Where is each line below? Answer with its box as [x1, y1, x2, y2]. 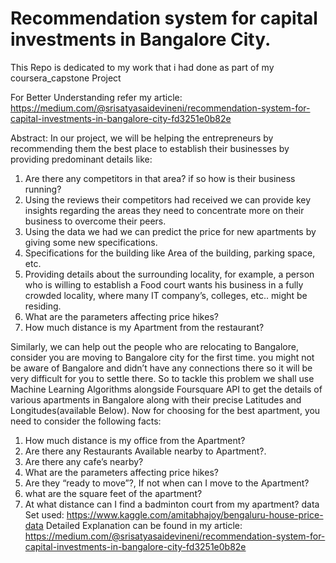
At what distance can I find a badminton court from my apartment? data [24, 498, 320, 510]
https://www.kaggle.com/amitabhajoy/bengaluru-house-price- [66, 508, 324, 521]
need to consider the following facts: [10, 415, 162, 427]
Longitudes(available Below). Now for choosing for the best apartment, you [10, 404, 321, 416]
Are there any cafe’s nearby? [24, 455, 144, 467]
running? [24, 183, 62, 195]
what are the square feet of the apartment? [24, 487, 203, 499]
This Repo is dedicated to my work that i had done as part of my [10, 61, 275, 73]
